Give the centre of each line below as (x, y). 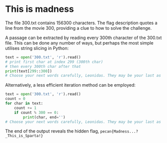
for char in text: (24, 103)
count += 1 (25, 108)
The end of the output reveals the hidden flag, (52, 131)
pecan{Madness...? (119, 132)
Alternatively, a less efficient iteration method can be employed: (70, 85)
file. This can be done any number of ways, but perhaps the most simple (80, 43)
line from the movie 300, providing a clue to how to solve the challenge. (79, 28)
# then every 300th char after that (43, 66)
